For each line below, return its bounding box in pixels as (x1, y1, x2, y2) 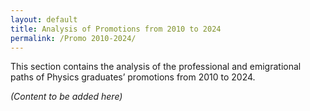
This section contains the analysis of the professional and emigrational (10, 61, 302, 73)
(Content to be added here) (10, 91, 123, 103)
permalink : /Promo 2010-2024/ (10, 33, 137, 43)
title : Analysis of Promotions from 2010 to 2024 (10, 24, 222, 34)
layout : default (10, 14, 78, 25)
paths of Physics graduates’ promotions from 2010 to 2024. (10, 71, 256, 83)
